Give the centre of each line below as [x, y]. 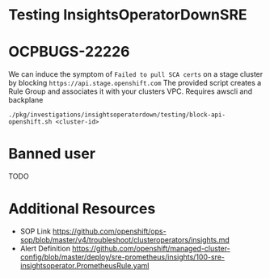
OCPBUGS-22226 [70, 52]
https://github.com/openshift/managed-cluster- [151, 249]
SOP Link [35, 231]
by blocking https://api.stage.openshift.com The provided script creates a [135, 83]
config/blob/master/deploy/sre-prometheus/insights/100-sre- [122, 257]
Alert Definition [45, 249]
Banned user [52, 154]
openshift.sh [30, 122]
